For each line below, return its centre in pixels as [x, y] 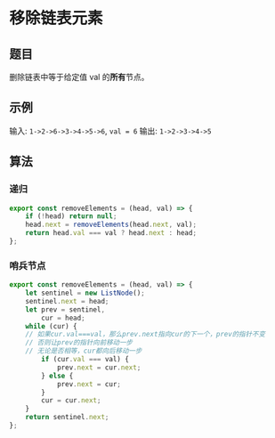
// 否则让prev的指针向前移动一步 [79, 343]
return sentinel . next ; [67, 418]
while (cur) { [51, 326]
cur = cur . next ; [71, 401]
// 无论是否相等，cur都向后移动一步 [84, 351]
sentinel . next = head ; [67, 301]
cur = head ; [64, 318]
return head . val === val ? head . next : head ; [111, 233]
